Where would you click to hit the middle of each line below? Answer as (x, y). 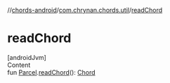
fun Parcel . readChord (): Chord (52, 72)
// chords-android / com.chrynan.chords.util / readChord (85, 10)
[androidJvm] (27, 57)
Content (19, 65)
